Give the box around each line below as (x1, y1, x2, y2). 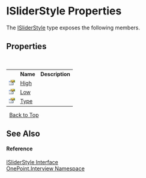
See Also (6, 128, 40, 138)
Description (40, 71, 71, 78)
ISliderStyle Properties (6, 4, 122, 18)
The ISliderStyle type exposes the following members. (6, 24, 140, 31)
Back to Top (8, 111, 39, 118)
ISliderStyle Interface (6, 159, 58, 166)
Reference (6, 145, 33, 152)
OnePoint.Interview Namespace (6, 165, 85, 172)
